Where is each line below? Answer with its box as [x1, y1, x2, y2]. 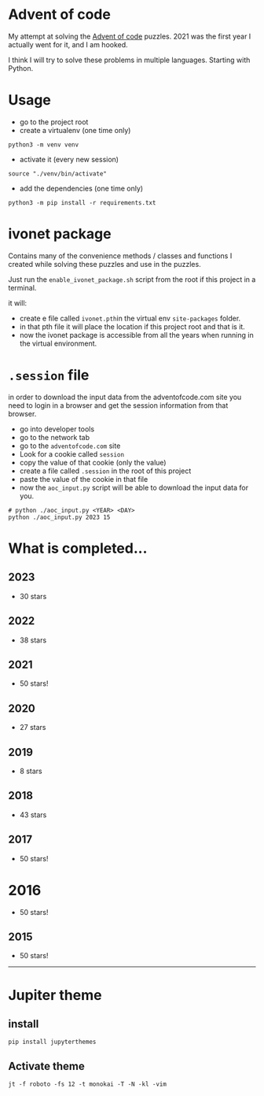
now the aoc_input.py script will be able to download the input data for [19, 483, 249, 492]
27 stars [19, 723, 46, 732]
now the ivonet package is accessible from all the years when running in [19, 330, 254, 339]
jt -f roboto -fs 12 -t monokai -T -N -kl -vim [8, 1080, 167, 1088]
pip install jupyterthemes [8, 1038, 97, 1046]
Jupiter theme [8, 986, 102, 1004]
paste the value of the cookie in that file [19, 474, 148, 483]
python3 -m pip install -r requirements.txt [8, 198, 156, 206]
